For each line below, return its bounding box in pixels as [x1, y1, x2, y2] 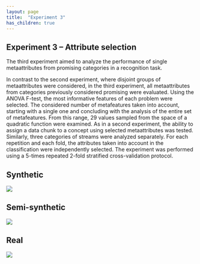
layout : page [6, 8, 39, 15]
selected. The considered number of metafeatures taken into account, [6, 101, 180, 108]
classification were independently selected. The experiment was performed [6, 146, 193, 153]
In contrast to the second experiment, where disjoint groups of [6, 76, 161, 83]
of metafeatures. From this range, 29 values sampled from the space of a [6, 114, 187, 122]
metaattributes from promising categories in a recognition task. [6, 64, 162, 72]
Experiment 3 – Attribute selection [6, 42, 137, 52]
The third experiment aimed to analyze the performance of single [6, 58, 168, 65]
